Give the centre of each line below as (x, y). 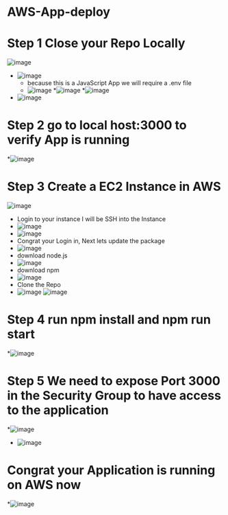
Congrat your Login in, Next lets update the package (91, 241)
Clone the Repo (39, 285)
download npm (38, 270)
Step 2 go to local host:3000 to (97, 125)
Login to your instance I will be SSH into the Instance (91, 219)
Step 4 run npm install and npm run (109, 320)
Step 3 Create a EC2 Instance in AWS (114, 187)
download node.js (42, 255)
